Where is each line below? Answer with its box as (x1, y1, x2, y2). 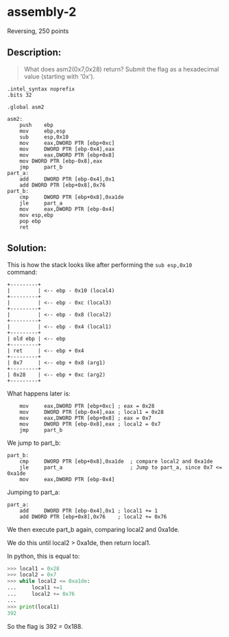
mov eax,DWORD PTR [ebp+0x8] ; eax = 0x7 (19, 415, 152, 421)
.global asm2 (7, 104, 45, 111)
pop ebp (19, 218, 41, 224)
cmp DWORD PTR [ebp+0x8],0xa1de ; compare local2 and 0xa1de (19, 458, 213, 465)
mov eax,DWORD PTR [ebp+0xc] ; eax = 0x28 (19, 402, 155, 409)
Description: (7, 47, 62, 58)
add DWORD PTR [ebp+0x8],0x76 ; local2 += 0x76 (19, 513, 167, 520)
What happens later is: (7, 389, 71, 397)
